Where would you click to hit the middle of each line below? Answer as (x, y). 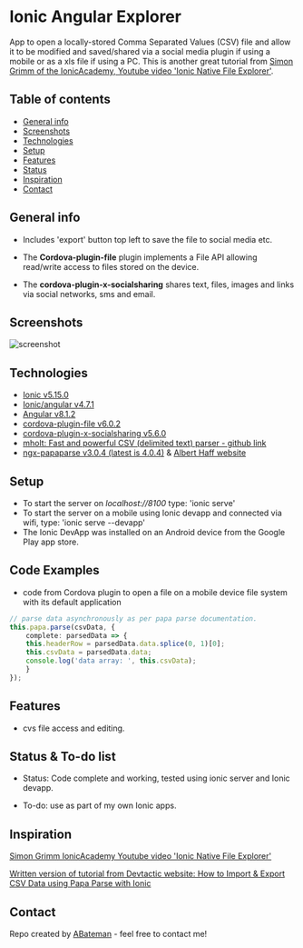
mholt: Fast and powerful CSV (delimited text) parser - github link (144, 444)
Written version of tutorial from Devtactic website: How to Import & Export (147, 873)
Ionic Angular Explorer (95, 17)
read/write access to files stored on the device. (111, 266)
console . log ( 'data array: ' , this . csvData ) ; (111, 661)
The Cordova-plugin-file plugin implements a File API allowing (140, 257)
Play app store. (50, 542)
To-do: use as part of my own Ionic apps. (99, 805)
